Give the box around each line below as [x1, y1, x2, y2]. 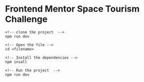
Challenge [5, 14, 48, 25]
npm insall [5, 59, 27, 64]
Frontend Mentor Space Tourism [5, 3, 140, 15]
